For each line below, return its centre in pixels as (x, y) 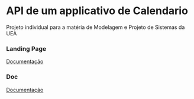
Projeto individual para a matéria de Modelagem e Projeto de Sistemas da (96, 27)
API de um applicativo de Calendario (97, 11)
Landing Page (26, 48)
